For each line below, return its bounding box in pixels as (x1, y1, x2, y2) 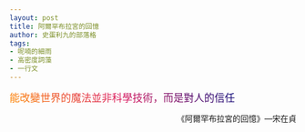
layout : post (9, 13, 59, 23)
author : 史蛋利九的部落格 (9, 30, 97, 39)
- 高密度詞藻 (9, 56, 52, 65)
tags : (9, 38, 30, 48)
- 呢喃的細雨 (9, 47, 52, 56)
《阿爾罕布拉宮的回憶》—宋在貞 (177, 113, 297, 124)
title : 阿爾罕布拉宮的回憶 (9, 22, 100, 31)
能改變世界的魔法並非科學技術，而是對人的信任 (9, 91, 235, 105)
